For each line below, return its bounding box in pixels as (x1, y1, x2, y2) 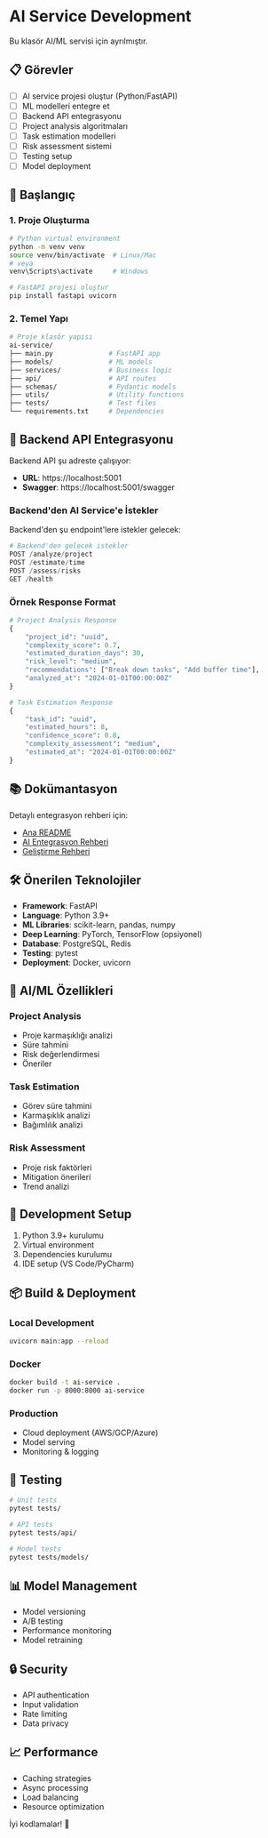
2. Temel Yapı (9, 312, 69, 325)
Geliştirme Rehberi (21, 846, 91, 856)
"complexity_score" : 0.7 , (25, 640, 122, 650)
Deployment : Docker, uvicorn (21, 958, 131, 968)
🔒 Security (9, 1661, 68, 1677)
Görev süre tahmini (21, 1101, 92, 1112)
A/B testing (21, 1616, 64, 1626)
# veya (9, 259, 34, 268)
